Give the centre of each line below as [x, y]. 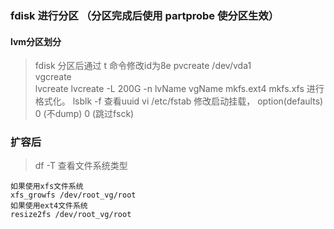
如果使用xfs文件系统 [47, 187]
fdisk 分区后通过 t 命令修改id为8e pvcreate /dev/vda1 [143, 66]
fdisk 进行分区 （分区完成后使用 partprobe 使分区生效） [145, 15]
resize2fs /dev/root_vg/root [71, 215]
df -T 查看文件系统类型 [81, 166]
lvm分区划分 [36, 41]
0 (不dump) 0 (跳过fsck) [84, 114]
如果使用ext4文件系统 [49, 206]
